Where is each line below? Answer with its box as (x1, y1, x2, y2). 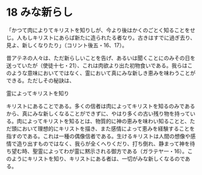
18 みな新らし (6, 5, 73, 19)
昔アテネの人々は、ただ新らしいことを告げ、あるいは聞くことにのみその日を (6, 54, 196, 61)
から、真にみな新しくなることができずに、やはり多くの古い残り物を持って (6, 109, 191, 117)
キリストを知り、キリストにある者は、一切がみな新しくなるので (26, 155, 185, 162)
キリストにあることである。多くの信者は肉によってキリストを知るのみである (6, 102, 195, 109)
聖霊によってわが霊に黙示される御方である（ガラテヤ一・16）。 (32, 147, 188, 155)
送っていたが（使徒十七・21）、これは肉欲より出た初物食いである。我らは (6, 61, 188, 69)
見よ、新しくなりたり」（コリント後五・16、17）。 (6, 41, 127, 49)
